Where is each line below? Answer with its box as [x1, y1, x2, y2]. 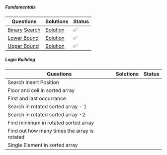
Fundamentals [5, 4, 36, 10]
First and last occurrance [7, 95, 66, 102]
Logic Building [5, 56, 36, 62]
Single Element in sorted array [7, 142, 78, 149]
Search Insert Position [7, 78, 59, 85]
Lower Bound [7, 34, 39, 41]
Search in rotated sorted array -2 [7, 111, 86, 118]
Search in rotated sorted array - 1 [7, 103, 87, 110]
